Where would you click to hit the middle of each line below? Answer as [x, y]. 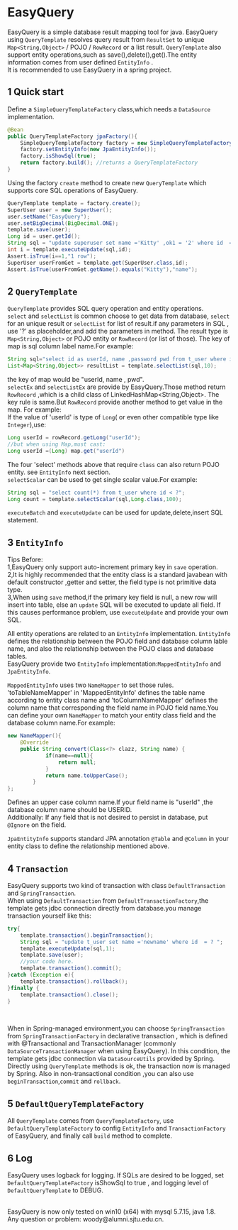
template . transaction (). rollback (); [74, 981]
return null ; [77, 762]
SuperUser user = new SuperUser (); [60, 210]
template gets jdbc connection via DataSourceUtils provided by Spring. [111, 1059]
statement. [23, 520]
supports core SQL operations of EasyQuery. [73, 190]
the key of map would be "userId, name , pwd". [76, 380]
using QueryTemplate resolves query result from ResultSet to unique [106, 39]
